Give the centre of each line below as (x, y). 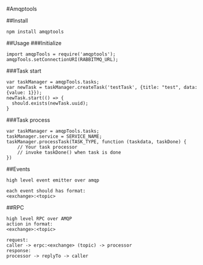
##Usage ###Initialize (34, 43)
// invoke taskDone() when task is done (69, 152)
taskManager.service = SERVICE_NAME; (54, 136)
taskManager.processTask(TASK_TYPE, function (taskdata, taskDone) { (97, 142)
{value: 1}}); (24, 93)
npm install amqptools (35, 32)
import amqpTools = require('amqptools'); (61, 54)
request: (17, 240)
